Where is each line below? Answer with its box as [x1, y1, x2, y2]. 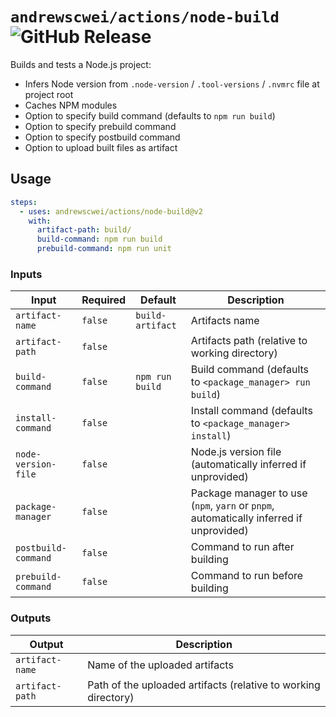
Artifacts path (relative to [190, 334, 308, 348]
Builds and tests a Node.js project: [10, 58, 152, 70]
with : [28, 216, 52, 226]
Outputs [10, 611, 52, 625]
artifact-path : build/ [36, 225, 132, 235]
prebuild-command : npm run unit [36, 244, 172, 254]
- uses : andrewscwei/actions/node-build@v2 [19, 206, 203, 217]
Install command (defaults [190, 404, 313, 418]
